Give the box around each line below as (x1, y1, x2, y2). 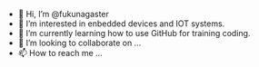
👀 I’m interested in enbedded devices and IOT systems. (17, 18, 225, 29)
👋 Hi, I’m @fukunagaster (17, 9, 109, 19)
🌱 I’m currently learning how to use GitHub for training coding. (17, 28, 251, 38)
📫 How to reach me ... (17, 48, 103, 58)
